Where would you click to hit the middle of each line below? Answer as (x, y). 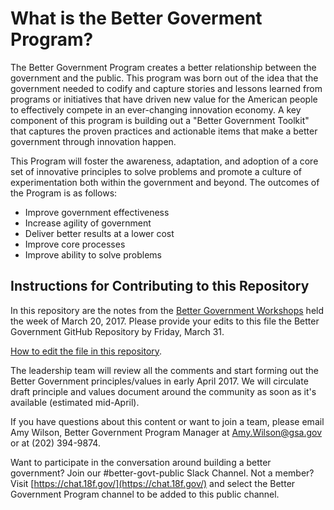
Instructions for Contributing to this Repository (160, 286)
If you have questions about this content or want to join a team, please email (167, 421)
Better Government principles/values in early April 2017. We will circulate (159, 381)
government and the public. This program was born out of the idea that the (164, 78)
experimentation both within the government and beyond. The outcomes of (165, 182)
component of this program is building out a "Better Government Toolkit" (160, 120)
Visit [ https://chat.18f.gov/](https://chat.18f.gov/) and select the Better (153, 483)
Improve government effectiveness (97, 212)
